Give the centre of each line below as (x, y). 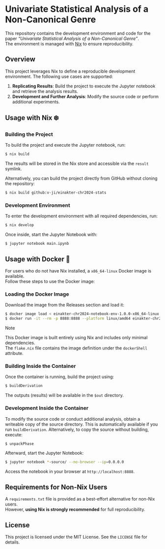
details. (13, 542)
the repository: (20, 184)
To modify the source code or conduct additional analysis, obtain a (73, 419)
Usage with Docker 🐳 (38, 259)
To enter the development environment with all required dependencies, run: (82, 216)
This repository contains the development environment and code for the (78, 33)
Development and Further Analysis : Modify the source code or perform (85, 96)
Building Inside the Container (41, 366)
